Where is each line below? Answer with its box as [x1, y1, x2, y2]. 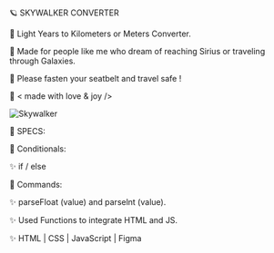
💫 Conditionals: [9, 143, 66, 154]
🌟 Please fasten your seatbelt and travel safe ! [9, 73, 182, 83]
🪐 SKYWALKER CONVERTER [9, 7, 120, 18]
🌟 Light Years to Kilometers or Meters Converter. [9, 28, 191, 39]
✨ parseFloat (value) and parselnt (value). [9, 197, 167, 207]
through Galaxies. [9, 55, 76, 66]
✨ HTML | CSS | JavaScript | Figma [9, 233, 142, 243]
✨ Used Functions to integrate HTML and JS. [9, 215, 178, 225]
